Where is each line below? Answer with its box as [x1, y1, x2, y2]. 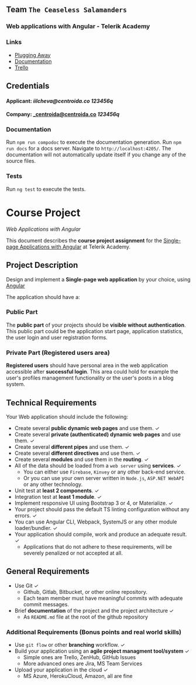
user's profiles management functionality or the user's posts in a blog [6, 374, 174, 381]
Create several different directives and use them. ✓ [14, 449, 141, 456]
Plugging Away [14, 51, 51, 58]
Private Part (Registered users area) [6, 348, 110, 357]
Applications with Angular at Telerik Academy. [19, 243, 130, 250]
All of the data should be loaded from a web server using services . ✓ [14, 462, 181, 469]
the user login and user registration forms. [6, 334, 108, 341]
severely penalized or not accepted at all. [23, 549, 123, 556]
